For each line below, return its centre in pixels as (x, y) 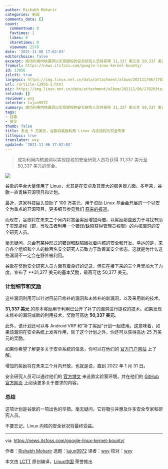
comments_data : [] (24, 19)
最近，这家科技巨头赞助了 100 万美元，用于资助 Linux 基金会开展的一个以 (80, 203)
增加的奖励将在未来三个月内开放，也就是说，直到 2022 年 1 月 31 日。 (77, 366)
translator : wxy (22, 140)
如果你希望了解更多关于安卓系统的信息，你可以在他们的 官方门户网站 (76, 349)
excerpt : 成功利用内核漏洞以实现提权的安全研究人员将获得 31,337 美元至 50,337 (80, 61)
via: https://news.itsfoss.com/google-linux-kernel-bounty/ (65, 440)
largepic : (15, 80)
